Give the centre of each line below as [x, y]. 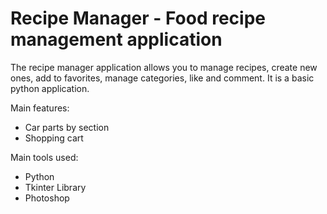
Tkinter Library [55, 187]
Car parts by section [67, 127]
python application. [50, 88]
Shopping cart [54, 138]
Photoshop [47, 198]
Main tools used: [44, 157]
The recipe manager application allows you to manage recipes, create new [164, 67]
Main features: [40, 108]
